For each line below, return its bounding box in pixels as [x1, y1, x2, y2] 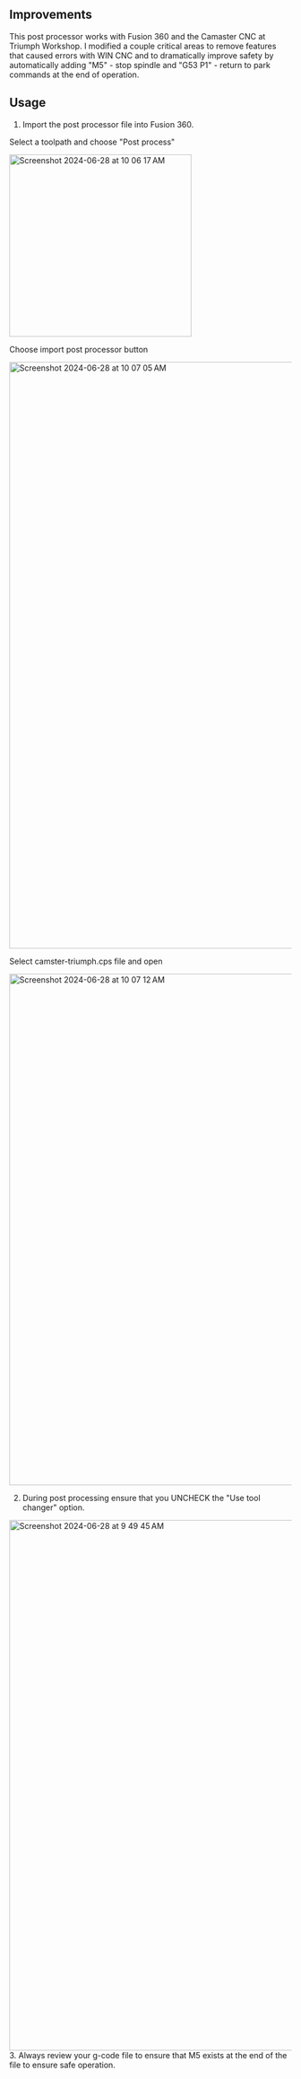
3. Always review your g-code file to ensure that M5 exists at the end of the [9, 2049, 288, 2060]
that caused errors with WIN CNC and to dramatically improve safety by [9, 49, 274, 61]
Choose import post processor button [9, 344, 149, 354]
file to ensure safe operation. [9, 2059, 116, 2070]
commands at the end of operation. [9, 69, 140, 80]
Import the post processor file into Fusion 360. [21, 118, 194, 129]
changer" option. [21, 1502, 85, 1513]
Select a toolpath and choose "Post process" [9, 136, 176, 147]
